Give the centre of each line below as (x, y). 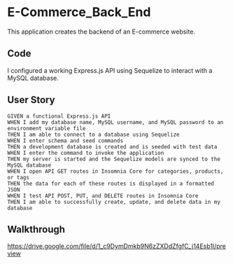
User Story (31, 100)
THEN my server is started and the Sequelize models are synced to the (114, 159)
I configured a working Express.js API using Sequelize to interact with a (110, 70)
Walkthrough (36, 229)
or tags (19, 177)
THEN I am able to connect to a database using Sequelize (93, 134)
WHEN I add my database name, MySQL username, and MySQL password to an (115, 122)
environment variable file (47, 128)
